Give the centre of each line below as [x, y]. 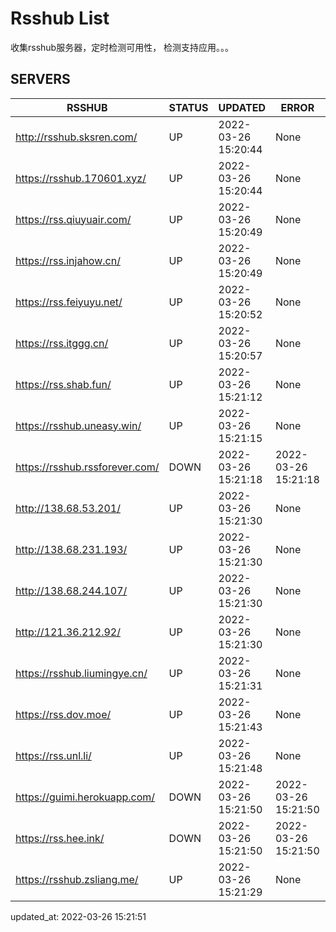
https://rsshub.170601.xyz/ [81, 178]
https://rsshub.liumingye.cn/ [81, 673]
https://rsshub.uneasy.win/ [78, 425]
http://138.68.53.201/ [68, 508]
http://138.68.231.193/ [71, 549]
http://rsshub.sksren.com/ [76, 137]
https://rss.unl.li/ [53, 755]
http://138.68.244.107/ [71, 590]
